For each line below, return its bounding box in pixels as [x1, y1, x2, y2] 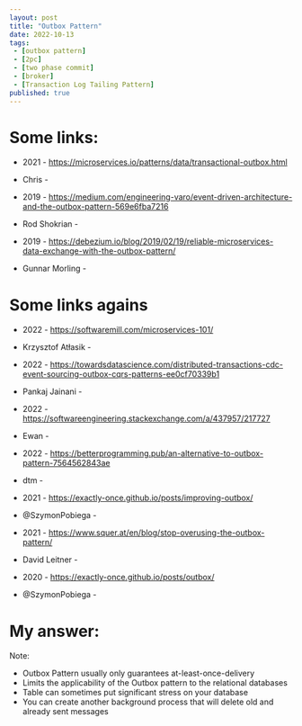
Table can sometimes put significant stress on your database [22, 687, 249, 698]
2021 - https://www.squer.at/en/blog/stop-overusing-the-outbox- [22, 527, 265, 538]
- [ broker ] [13, 72, 54, 81]
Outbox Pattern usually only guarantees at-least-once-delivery [22, 668, 255, 679]
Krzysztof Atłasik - [22, 342, 92, 353]
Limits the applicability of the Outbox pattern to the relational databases [22, 677, 288, 688]
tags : [9, 38, 30, 48]
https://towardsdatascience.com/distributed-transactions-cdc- [49, 359, 283, 370]
